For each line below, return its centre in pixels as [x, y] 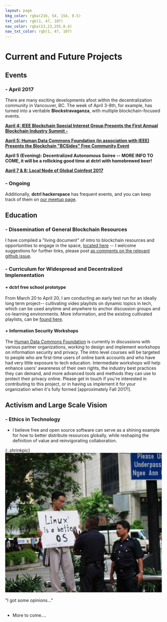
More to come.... [29, 615]
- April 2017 [19, 89]
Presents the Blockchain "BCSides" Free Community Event [67, 146]
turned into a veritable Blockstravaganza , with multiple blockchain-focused [83, 111]
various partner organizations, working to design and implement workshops [83, 347]
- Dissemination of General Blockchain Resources [66, 229]
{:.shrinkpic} [18, 450]
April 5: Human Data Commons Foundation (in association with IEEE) [77, 140]
